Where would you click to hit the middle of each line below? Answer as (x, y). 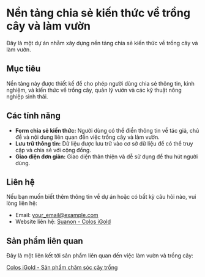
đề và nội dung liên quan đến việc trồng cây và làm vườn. (88, 137)
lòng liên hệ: (22, 203)
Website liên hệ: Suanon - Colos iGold (63, 222)
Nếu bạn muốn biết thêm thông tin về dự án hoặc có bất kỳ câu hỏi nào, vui (101, 197)
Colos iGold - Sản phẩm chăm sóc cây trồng (62, 268)
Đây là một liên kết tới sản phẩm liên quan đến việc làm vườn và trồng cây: (100, 256)
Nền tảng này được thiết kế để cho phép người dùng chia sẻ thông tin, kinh (100, 83)
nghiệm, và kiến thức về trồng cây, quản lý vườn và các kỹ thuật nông (94, 90)
